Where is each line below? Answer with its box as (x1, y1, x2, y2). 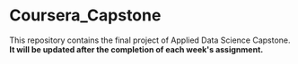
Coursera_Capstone (9, 5, 162, 26)
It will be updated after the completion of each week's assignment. (9, 44, 264, 54)
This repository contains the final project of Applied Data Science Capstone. (9, 35, 291, 45)
